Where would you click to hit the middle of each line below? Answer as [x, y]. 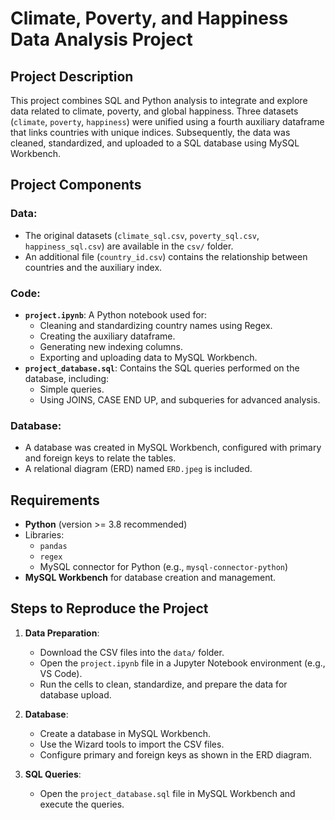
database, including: [67, 378]
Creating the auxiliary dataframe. [107, 336]
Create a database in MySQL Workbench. [125, 733]
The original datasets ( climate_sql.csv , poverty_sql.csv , [142, 235]
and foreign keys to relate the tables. [100, 458]
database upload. [75, 694]
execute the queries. [82, 804]
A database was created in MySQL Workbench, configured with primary [173, 448]
